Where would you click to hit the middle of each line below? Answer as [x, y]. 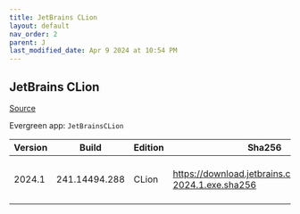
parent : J [28, 42]
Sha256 [264, 147]
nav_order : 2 [33, 34]
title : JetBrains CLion [54, 17]
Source [22, 108]
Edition [149, 147]
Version [31, 147]
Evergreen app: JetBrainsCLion [67, 125]
